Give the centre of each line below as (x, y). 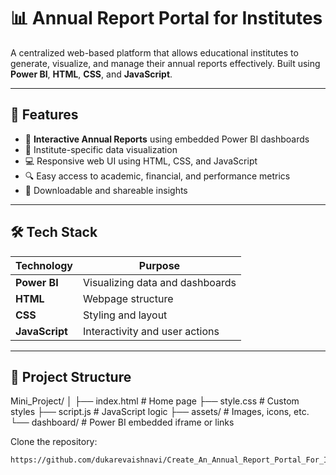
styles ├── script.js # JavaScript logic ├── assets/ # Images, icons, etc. (160, 412)
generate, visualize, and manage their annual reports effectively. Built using (165, 63)
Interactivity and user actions (151, 331)
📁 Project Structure (71, 376)
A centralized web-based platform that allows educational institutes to (154, 52)
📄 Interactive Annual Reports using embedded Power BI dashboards (167, 139)
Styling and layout (125, 315)
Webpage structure (128, 298)
